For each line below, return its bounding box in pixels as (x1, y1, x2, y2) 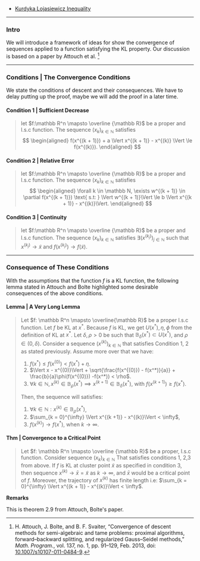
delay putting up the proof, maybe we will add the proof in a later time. (6, 93, 179, 100)
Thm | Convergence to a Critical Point (6, 435, 101, 442)
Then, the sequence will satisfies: (20, 393, 103, 400)
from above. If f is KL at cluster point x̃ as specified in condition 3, (20, 461, 183, 469)
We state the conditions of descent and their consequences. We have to (6, 86, 183, 94)
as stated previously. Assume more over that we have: (20, 348, 154, 355)
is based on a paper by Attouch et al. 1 (6, 52, 100, 60)
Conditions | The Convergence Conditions (6, 73, 131, 81)
